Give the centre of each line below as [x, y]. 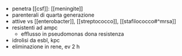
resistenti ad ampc [35, 27]
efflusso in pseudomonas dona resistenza [72, 34]
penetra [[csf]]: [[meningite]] [47, 9]
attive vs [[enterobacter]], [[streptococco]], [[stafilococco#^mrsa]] [94, 21]
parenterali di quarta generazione [53, 15]
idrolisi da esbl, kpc [36, 40]
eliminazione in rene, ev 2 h [46, 46]
